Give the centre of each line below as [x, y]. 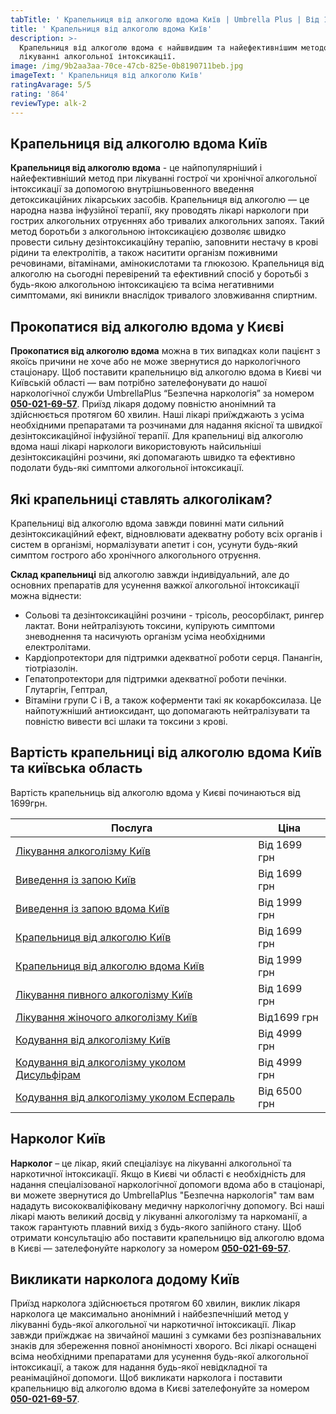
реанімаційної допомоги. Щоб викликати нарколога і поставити [146, 1378]
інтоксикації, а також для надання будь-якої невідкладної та [139, 1367]
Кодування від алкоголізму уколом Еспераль [125, 1097]
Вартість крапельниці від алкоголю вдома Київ [166, 752]
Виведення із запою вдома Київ [92, 908]
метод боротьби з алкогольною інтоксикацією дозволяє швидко [148, 232]
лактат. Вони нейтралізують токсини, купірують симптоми [149, 625]
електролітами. [58, 647]
